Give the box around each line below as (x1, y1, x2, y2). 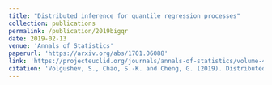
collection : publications (8, 19, 96, 28)
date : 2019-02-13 (8, 34, 67, 43)
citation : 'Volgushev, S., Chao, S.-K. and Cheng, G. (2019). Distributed (8, 65, 266, 73)
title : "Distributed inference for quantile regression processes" (8, 11, 241, 20)
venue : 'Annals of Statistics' (8, 42, 114, 50)
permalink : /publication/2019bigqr (8, 27, 129, 35)
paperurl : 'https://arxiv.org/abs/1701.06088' (8, 49, 168, 57)
